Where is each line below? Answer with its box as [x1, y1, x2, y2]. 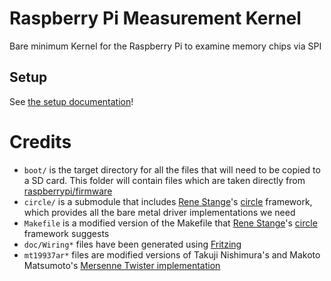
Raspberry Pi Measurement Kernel [9, 7, 302, 30]
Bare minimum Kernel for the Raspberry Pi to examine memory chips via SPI [9, 40, 322, 52]
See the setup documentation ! [9, 95, 134, 107]
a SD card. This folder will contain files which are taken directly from [23, 174, 306, 186]
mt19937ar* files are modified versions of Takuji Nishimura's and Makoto [23, 248, 321, 261]
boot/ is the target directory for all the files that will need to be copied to [23, 163, 321, 176]
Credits [9, 130, 72, 153]
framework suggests [23, 227, 110, 239]
